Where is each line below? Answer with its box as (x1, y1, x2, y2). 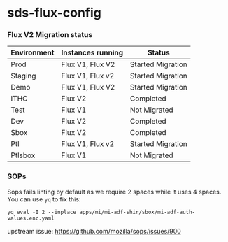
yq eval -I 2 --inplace (7, 208, 77, 215)
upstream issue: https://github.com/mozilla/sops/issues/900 (7, 227, 182, 235)
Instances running (61, 48, 124, 57)
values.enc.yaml (7, 215, 55, 222)
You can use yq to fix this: (7, 194, 81, 204)
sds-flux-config (7, 5, 101, 21)
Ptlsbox (10, 150, 36, 160)
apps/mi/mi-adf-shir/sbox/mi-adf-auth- (79, 208, 196, 215)
